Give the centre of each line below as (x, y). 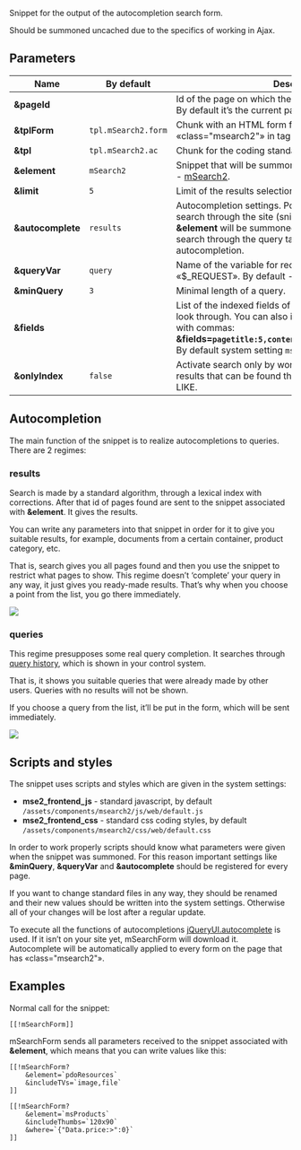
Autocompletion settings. (229, 205)
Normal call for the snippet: (60, 1007)
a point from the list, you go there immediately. (95, 594)
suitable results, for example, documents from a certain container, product (146, 538)
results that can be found (229, 376)
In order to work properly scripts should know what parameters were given (147, 848)
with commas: (206, 327)
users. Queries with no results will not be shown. (99, 691)
